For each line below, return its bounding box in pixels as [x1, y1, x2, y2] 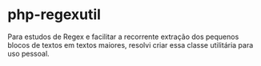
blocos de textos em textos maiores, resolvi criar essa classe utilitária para [7, 40, 254, 49]
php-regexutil [7, 6, 102, 24]
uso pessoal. [7, 49, 50, 58]
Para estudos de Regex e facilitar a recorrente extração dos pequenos [7, 32, 239, 41]
